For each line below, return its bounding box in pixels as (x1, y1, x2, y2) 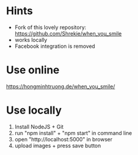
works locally (14, 36, 47, 43)
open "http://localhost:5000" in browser (14, 135, 113, 143)
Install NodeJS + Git (14, 123, 64, 130)
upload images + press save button (14, 142, 101, 149)
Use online (6, 63, 60, 77)
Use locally (6, 104, 62, 117)
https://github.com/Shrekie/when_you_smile (14, 30, 122, 37)
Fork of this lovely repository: (14, 24, 86, 31)
